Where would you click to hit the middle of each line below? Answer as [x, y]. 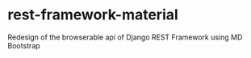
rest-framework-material [93, 15]
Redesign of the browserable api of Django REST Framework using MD [125, 37]
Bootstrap [24, 45]
